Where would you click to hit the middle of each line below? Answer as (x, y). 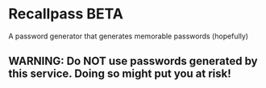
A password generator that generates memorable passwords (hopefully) (128, 36)
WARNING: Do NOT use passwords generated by (133, 61)
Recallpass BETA (66, 14)
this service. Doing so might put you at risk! (120, 74)
